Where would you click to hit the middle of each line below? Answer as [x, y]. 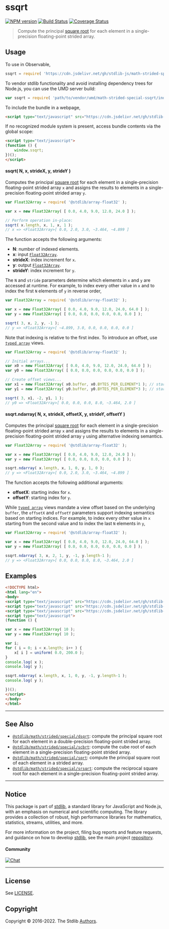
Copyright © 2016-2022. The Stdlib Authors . [51, 921]
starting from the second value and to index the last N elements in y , [75, 524]
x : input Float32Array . [35, 255]
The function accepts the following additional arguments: [64, 482]
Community [18, 849]
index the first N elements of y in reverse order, [53, 291]
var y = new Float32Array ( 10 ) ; [40, 634]
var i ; [12, 643]
